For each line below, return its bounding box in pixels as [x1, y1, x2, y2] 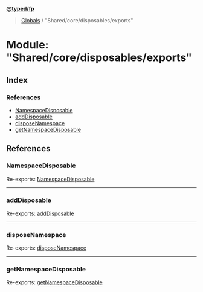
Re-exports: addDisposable [6, 210, 74, 217]
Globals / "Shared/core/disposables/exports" [21, 17, 134, 24]
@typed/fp [6, 5, 34, 12]
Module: [6, 38, 49, 52]
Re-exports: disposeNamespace [6, 244, 86, 251]
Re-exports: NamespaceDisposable [6, 175, 95, 183]
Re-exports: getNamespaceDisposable [6, 279, 103, 286]
